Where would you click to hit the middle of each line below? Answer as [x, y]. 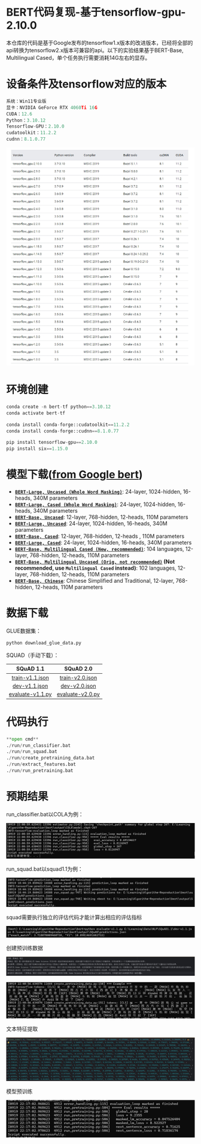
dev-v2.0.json [78, 686]
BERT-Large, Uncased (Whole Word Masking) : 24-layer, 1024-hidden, [98, 492]
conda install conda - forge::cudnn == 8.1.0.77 [63, 431]
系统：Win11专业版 [26, 101]
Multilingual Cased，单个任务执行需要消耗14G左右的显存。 [78, 57]
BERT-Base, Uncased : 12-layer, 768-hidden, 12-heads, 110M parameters [101, 517]
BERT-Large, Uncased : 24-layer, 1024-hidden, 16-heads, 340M [91, 523]
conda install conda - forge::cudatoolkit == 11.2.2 [68, 425]
